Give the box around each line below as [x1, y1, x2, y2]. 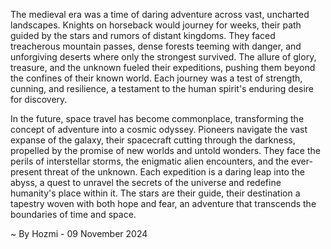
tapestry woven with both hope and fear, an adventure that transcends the [10, 198, 317, 209]
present [10, 166, 43, 178]
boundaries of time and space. [10, 209, 137, 220]
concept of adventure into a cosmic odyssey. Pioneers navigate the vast [10, 124, 308, 135]
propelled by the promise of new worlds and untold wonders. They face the [10, 145, 321, 156]
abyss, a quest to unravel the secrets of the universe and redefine [10, 177, 282, 188]
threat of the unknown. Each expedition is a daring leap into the [44, 166, 305, 178]
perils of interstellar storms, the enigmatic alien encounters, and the [10, 155, 290, 167]
